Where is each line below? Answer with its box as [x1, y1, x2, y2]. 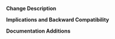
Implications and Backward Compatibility [6, 16, 110, 23]
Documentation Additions [6, 27, 71, 34]
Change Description [6, 5, 57, 12]
